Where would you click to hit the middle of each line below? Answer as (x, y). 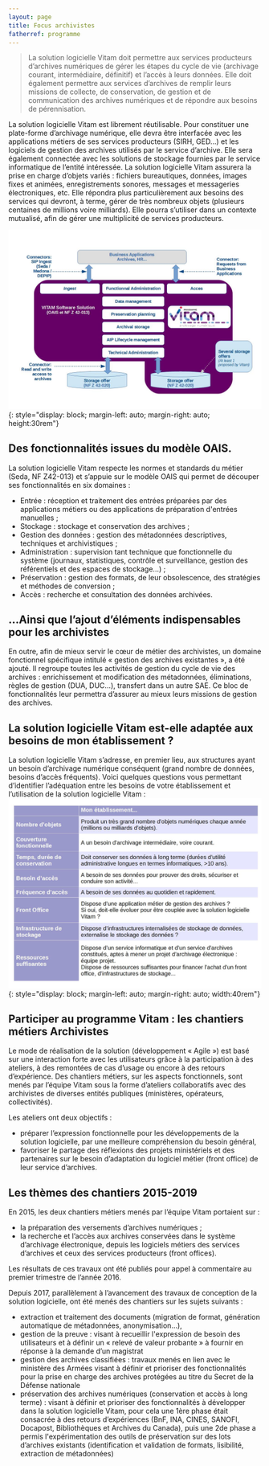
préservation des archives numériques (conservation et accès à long (134, 1394)
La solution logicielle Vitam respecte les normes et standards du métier (126, 468)
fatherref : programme (45, 34)
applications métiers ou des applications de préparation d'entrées (129, 509)
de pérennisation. (57, 109)
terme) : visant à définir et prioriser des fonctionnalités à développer (132, 1403)
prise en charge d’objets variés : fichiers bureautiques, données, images (128, 176)
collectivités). (31, 1102)
